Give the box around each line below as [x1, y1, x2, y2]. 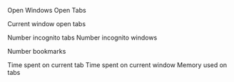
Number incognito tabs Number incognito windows [7, 33, 158, 42]
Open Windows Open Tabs [7, 6, 87, 14]
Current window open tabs [7, 20, 86, 28]
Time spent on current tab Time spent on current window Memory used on [7, 61, 228, 69]
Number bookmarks [7, 47, 66, 55]
